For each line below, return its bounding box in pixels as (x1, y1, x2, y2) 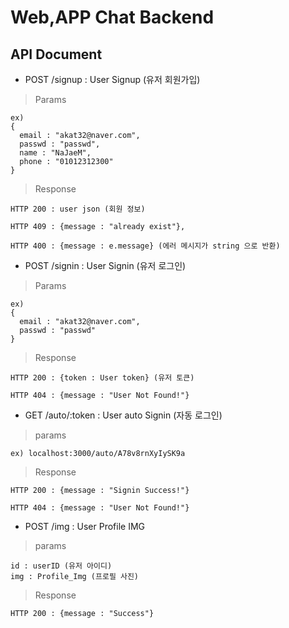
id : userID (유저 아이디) (10, 561, 113, 571)
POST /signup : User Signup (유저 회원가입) (24, 74, 201, 85)
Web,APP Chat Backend (10, 6, 215, 29)
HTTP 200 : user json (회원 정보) (10, 204, 146, 214)
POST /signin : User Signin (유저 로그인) (24, 260, 187, 271)
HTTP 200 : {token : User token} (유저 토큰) (10, 373, 195, 383)
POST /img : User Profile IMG (24, 521, 145, 532)
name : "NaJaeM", (19, 148, 92, 158)
